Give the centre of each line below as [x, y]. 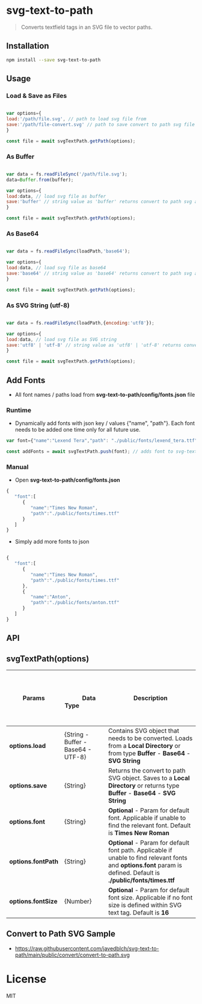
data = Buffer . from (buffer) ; [40, 180]
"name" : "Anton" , [50, 597]
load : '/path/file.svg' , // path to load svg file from [76, 119]
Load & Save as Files [37, 96]
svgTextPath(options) [48, 659]
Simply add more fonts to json [52, 542]
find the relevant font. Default [149, 825]
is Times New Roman [139, 833]
